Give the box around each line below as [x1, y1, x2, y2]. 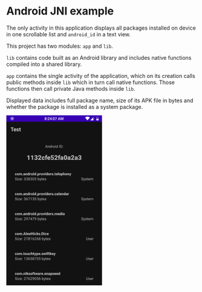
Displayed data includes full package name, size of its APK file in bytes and [6, 97, 194, 104]
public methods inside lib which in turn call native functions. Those [6, 79, 175, 86]
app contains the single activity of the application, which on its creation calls [6, 72, 195, 79]
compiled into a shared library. [6, 60, 82, 68]
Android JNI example [6, 4, 114, 18]
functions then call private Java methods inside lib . [6, 85, 135, 92]
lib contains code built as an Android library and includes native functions [6, 54, 192, 61]
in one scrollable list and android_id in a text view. [6, 30, 131, 37]
